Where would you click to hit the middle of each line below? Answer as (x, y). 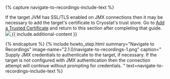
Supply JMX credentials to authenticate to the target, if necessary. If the (81, 55)
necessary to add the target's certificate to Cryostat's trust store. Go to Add (85, 23)
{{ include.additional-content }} (44, 34)
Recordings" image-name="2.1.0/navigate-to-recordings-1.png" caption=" (83, 49)
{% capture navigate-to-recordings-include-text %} (60, 7)
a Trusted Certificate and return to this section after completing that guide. (84, 28)
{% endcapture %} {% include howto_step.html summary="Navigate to (80, 44)
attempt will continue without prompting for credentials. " (65, 65)
